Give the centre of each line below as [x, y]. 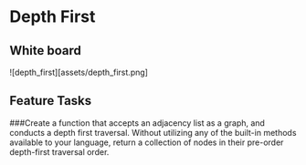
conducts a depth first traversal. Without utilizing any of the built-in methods [153, 132]
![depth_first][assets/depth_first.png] [79, 72]
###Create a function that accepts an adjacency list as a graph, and [137, 123]
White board [46, 51]
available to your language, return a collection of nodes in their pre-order [147, 142]
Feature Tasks [51, 101]
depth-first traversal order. [59, 151]
